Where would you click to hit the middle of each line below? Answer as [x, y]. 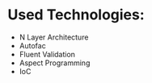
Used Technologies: [76, 15]
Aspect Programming [55, 63]
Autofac [32, 45]
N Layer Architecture [54, 37]
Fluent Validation [47, 54]
